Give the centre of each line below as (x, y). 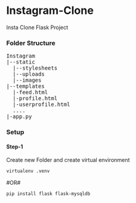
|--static (21, 62)
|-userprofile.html (41, 105)
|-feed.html (30, 92)
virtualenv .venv (28, 171)
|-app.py (19, 117)
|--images (27, 80)
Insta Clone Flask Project (37, 27)
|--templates (26, 86)
